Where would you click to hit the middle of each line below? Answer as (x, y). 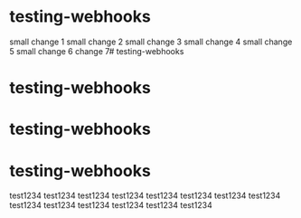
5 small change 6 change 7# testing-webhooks (97, 51)
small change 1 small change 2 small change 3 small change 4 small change (151, 42)
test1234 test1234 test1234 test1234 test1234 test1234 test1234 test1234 (145, 195)
